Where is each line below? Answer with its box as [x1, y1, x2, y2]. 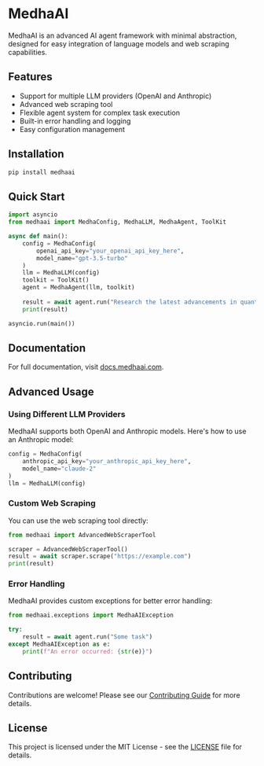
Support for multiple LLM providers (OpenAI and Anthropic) [19, 91, 212, 101]
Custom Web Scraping [8, 498, 96, 509]
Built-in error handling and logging [19, 116, 131, 126]
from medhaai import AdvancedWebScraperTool [8, 531, 156, 539]
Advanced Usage [8, 385, 94, 398]
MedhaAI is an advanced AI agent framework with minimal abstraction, [8, 31, 237, 40]
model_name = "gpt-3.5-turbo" [36, 254, 128, 262]
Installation [8, 147, 64, 161]
